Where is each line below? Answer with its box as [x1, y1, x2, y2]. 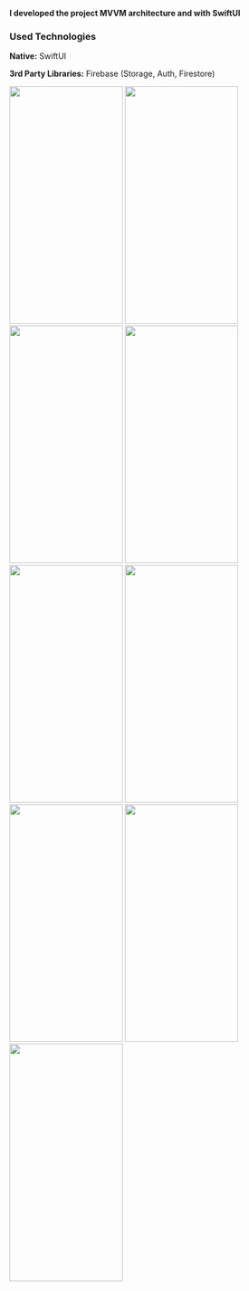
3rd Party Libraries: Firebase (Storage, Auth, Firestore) [9, 68, 215, 80]
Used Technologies [9, 30, 97, 43]
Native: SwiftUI [9, 51, 67, 62]
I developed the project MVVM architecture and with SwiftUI [9, 8, 241, 18]
